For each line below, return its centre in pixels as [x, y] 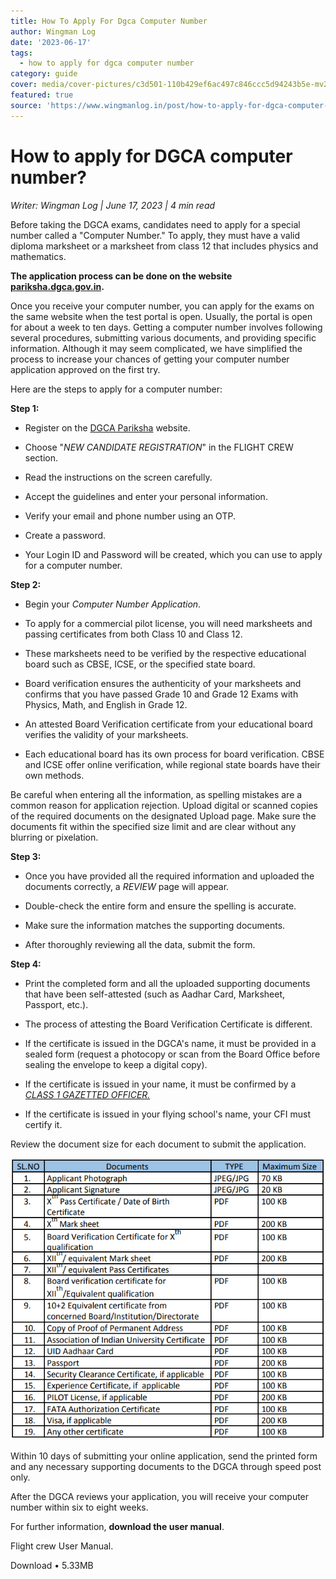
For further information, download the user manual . [117, 1526]
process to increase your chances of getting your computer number [150, 359]
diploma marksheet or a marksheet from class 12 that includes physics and [164, 246]
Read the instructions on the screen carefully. [118, 477]
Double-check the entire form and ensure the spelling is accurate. [160, 906]
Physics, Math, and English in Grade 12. [106, 704]
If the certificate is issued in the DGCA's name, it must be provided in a [170, 1043]
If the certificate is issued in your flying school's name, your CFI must [168, 1114]
